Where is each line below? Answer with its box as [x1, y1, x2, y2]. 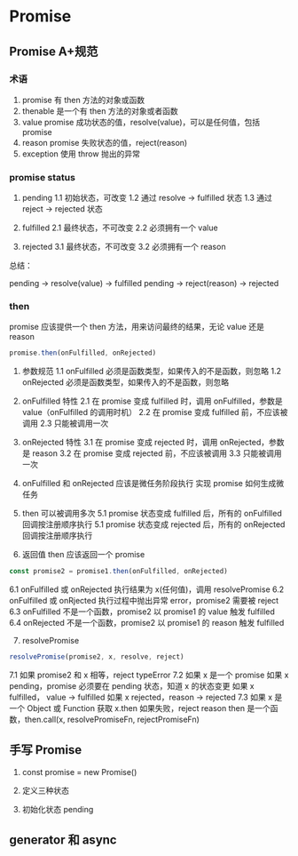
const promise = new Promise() [21, 766, 137, 777]
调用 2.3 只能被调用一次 [21, 418, 109, 428]
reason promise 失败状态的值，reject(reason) [21, 137, 188, 148]
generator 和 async [9, 833, 117, 848]
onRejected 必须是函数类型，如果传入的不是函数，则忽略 [21, 377, 230, 388]
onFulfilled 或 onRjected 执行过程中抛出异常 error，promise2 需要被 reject [9, 596, 279, 606]
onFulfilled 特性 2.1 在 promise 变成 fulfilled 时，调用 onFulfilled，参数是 [21, 396, 283, 406]
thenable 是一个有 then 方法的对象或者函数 [21, 105, 179, 116]
